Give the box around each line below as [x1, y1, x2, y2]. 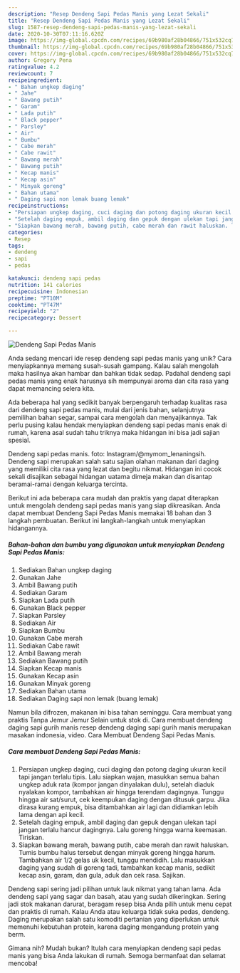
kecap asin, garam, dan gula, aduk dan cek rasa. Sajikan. [18, 871, 186, 879]
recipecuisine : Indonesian [8, 288, 88, 295]
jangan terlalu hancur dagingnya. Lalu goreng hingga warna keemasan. [18, 825, 227, 833]
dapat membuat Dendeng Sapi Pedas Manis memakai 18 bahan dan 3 [8, 509, 212, 517]
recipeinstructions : [8, 202, 70, 210]
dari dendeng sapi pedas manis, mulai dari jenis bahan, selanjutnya [8, 406, 205, 414]
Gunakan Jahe [18, 573, 61, 582]
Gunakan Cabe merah [18, 633, 83, 642]
